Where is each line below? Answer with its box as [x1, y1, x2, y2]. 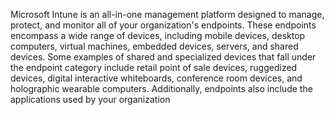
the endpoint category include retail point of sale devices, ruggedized [10, 62, 298, 73]
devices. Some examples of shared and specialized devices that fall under [10, 51, 317, 63]
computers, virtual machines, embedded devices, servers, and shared [10, 40, 299, 52]
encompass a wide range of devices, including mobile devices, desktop [10, 30, 306, 41]
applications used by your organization [10, 94, 171, 105]
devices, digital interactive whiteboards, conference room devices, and [10, 72, 303, 84]
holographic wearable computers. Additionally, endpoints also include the [10, 83, 313, 94]
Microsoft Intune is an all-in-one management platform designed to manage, [10, 9, 325, 20]
